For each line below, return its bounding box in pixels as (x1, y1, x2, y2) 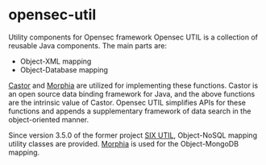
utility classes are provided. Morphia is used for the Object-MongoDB (8, 138, 239, 148)
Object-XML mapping (19, 56, 92, 66)
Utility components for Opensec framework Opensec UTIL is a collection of (8, 32, 258, 42)
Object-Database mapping (19, 64, 109, 74)
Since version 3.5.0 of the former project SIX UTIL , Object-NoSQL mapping (8, 130, 258, 140)
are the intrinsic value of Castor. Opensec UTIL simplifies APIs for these (8, 97, 246, 107)
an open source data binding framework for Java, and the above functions (8, 89, 256, 98)
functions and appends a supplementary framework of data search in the (8, 106, 251, 116)
